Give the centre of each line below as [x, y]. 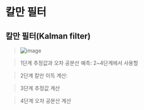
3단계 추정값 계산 [40, 88]
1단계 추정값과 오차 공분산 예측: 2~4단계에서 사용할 [79, 63]
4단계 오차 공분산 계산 [46, 101]
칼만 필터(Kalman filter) [48, 36]
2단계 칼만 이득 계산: [44, 76]
